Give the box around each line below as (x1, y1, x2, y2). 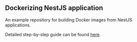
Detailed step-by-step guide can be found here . (5, 31, 101, 37)
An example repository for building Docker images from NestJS (5, 17, 133, 22)
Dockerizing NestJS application (5, 4, 103, 12)
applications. (5, 22, 31, 28)
